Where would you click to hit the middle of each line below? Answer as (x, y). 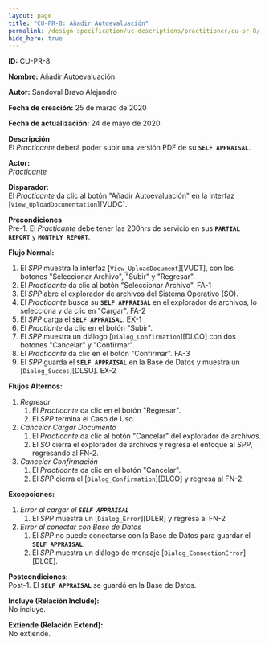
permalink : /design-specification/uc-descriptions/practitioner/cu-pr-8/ (134, 31)
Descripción (29, 139)
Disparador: (29, 187)
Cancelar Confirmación (59, 462)
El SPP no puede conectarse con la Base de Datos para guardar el (141, 536)
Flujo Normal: (31, 253)
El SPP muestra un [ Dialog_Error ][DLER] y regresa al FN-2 (129, 519)
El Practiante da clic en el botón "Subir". (86, 328)
